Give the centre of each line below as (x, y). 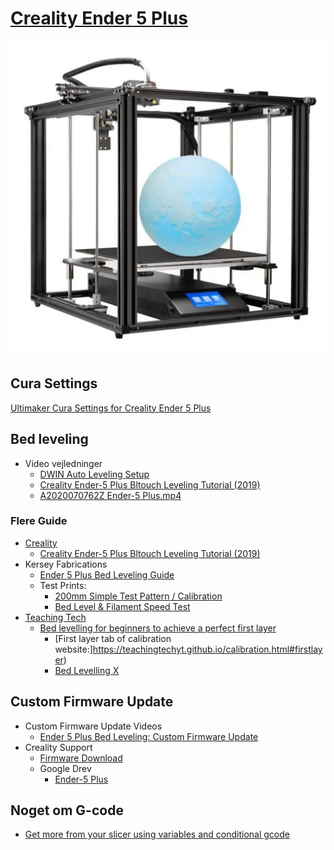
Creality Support (58, 747)
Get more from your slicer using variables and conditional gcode (157, 834)
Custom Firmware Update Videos (93, 726)
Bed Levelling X (87, 670)
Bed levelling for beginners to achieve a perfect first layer (158, 628)
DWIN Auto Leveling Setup (94, 474)
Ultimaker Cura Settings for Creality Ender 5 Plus (111, 408)
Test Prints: (63, 585)
